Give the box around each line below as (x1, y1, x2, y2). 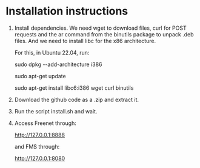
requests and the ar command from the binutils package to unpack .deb (14, 30, 195, 38)
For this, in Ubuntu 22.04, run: (14, 49, 90, 56)
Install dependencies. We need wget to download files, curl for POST (14, 24, 187, 32)
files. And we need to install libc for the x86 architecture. (14, 37, 156, 44)
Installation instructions (5, 4, 128, 18)
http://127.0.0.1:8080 (14, 155, 65, 162)
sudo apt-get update (14, 72, 66, 79)
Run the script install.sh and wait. (14, 107, 98, 115)
